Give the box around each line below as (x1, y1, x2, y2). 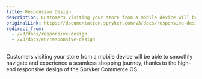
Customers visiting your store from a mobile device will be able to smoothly (6, 53, 193, 60)
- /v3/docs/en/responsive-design (11, 37, 96, 42)
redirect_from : (6, 25, 44, 32)
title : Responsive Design (6, 8, 71, 15)
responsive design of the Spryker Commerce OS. (17, 66, 139, 72)
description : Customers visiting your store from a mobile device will (6, 14, 189, 20)
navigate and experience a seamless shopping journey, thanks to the (6, 59, 177, 66)
